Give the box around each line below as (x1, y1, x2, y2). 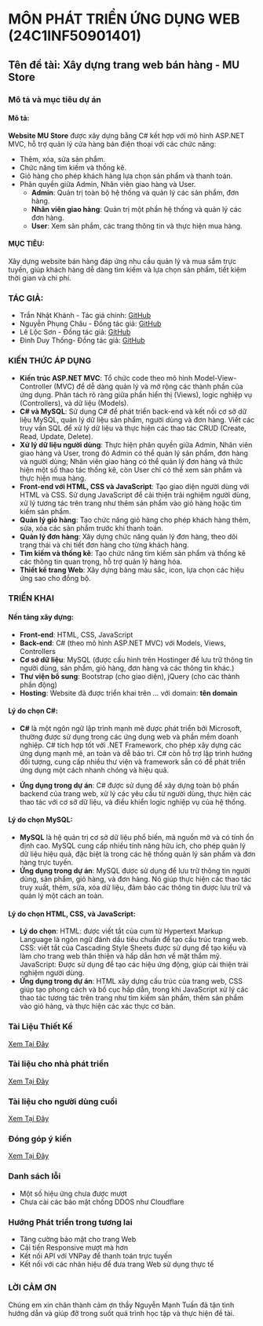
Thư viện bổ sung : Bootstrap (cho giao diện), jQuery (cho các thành (19, 671, 240, 681)
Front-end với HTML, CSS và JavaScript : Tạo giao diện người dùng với (19, 481, 250, 491)
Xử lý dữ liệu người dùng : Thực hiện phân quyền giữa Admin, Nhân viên (19, 440, 253, 449)
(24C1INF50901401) (8, 27, 141, 45)
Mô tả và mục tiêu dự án (8, 93, 102, 104)
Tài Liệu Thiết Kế (8, 1021, 73, 1032)
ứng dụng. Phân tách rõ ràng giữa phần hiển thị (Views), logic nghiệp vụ (19, 389, 253, 399)
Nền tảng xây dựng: (8, 612, 75, 622)
